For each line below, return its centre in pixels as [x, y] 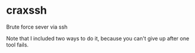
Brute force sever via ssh [37, 27]
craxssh [27, 10]
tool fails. [17, 45]
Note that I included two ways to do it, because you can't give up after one [98, 38]
